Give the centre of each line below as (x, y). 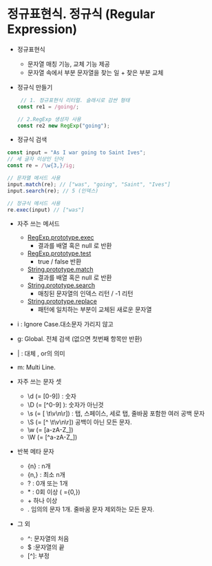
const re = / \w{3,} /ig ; (41, 166)
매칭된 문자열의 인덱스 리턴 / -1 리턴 (85, 293)
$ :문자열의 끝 (46, 547)
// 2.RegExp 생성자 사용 (49, 119)
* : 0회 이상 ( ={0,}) (54, 492)
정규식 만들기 (35, 87)
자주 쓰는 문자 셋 (39, 382)
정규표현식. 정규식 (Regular (81, 14)
